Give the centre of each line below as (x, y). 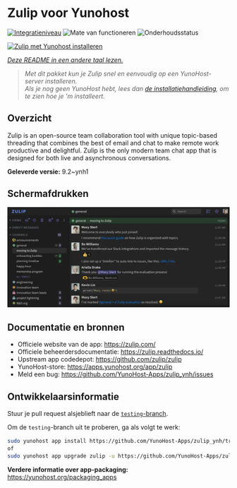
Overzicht (30, 118)
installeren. (61, 81)
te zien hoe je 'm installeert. (65, 96)
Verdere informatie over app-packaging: (68, 469)
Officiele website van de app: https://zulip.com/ (87, 345)
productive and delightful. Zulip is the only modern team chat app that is (112, 150)
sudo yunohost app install (47, 441)
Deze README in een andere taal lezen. (65, 60)
